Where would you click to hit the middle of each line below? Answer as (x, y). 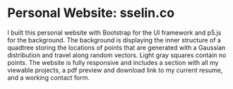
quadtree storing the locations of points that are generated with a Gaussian (116, 47)
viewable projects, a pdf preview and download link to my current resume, (115, 70)
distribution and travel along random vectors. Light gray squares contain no (117, 55)
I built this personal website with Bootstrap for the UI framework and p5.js (114, 32)
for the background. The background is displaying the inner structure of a (114, 40)
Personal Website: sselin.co (91, 13)
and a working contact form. (49, 77)
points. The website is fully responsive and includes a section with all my (113, 62)
